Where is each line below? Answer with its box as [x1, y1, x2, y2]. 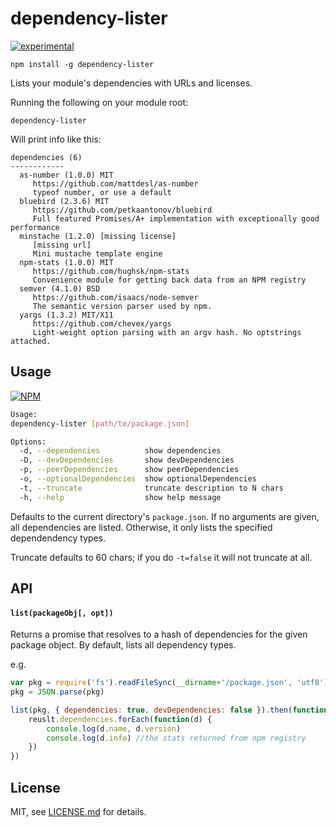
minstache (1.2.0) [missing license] [19, 231, 177, 241]
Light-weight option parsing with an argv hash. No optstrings [32, 327, 302, 337]
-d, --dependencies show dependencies [19, 446, 222, 456]
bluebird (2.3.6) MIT [19, 196, 110, 206]
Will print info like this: [10, 133, 102, 145]
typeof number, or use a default [32, 187, 172, 197]
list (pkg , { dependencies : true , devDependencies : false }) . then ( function [10, 705, 329, 715]
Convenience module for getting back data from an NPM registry [32, 275, 307, 285]
